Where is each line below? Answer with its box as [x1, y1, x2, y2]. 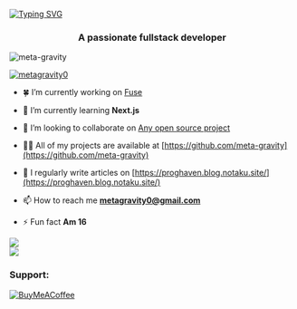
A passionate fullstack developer [78, 31, 226, 43]
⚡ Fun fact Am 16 [22, 217, 88, 227]
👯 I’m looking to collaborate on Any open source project [22, 122, 231, 133]
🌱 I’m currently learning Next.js [22, 105, 140, 116]
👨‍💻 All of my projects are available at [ [22, 140, 165, 151]
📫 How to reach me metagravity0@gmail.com [22, 195, 201, 206]
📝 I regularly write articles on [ [22, 168, 136, 179]
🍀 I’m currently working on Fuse [22, 87, 143, 98]
